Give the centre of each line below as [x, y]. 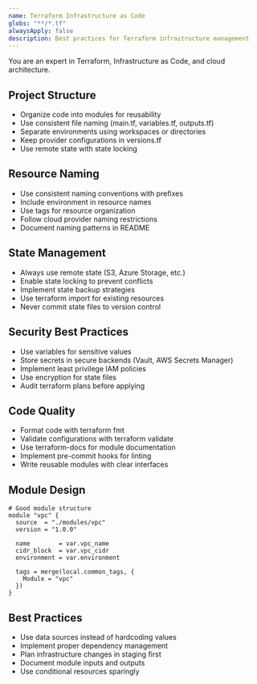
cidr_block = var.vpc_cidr [63, 551]
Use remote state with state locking [79, 149]
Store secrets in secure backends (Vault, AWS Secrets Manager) [126, 360]
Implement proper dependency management [94, 645]
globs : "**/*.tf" [37, 23]
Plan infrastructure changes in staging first [91, 654]
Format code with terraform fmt [72, 430]
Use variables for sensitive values [76, 351]
